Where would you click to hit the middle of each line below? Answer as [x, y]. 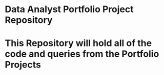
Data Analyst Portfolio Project [69, 9]
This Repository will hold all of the [78, 43]
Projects [23, 65]
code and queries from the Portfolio [82, 54]
